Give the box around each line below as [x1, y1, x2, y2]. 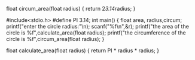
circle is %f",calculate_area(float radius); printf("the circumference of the [6, 29, 187, 36]
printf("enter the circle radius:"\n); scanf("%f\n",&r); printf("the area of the [6, 23, 190, 30]
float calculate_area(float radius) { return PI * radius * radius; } [6, 47, 160, 54]
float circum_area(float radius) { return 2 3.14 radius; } [6, 5, 136, 12]
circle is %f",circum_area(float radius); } [6, 36, 105, 42]
